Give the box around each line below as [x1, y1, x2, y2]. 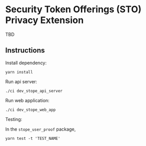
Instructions [5, 46, 45, 55]
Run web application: [5, 97, 50, 103]
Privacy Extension [5, 14, 84, 26]
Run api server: [5, 78, 37, 85]
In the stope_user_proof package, [5, 126, 76, 132]
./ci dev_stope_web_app [5, 107, 56, 112]
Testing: [5, 116, 22, 122]
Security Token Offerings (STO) [5, 4, 142, 15]
